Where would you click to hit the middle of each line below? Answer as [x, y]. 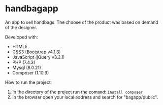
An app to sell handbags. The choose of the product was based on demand [82, 22]
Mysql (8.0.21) [27, 68]
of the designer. [21, 27]
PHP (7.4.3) [24, 62]
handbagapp [32, 9]
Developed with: [22, 37]
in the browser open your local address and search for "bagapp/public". [85, 97]
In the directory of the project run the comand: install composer [78, 92]
